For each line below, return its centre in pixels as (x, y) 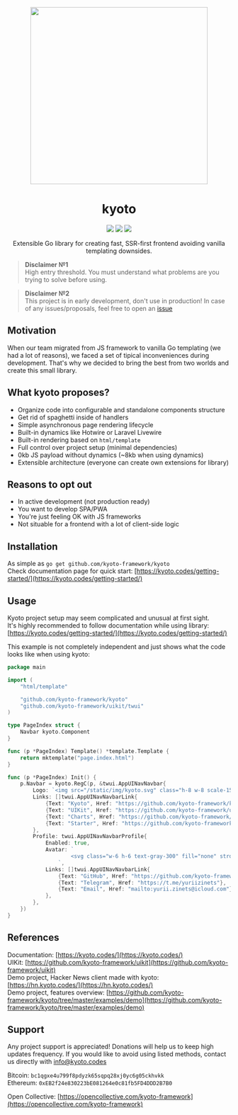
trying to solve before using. (66, 279)
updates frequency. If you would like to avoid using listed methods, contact (117, 1054)
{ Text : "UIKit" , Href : (79, 810)
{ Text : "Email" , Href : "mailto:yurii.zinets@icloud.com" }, (147, 889)
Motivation (32, 330)
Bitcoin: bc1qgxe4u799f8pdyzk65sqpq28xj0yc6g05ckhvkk (86, 1075)
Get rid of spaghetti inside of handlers (73, 417)
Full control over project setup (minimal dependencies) (97, 447)
